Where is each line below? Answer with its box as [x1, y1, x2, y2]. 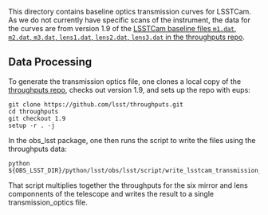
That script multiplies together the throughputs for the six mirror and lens [8, 180, 249, 190]
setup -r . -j [8, 121, 56, 129]
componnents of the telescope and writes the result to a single [8, 189, 214, 198]
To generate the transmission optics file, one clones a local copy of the [8, 76, 242, 86]
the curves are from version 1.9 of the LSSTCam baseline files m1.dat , [8, 24, 237, 33]
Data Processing [8, 55, 93, 69]
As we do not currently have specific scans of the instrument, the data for [8, 15, 251, 25]
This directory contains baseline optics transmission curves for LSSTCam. [8, 7, 251, 16]
